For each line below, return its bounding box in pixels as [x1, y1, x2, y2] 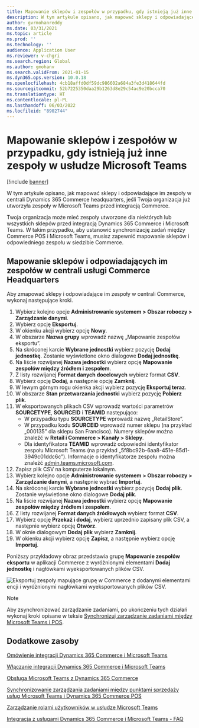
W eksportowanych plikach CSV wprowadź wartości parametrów [15, 403, 174, 410]
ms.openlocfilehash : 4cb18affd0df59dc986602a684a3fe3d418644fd [6, 81, 166, 87]
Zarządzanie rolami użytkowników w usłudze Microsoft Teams [6, 704, 158, 711]
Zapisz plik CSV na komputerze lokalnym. [15, 466, 117, 473]
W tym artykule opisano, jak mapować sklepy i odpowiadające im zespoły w [6, 190, 192, 197]
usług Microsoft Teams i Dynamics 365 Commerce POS [6, 692, 142, 700]
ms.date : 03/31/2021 [6, 25, 58, 31]
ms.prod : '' [6, 36, 36, 42]
